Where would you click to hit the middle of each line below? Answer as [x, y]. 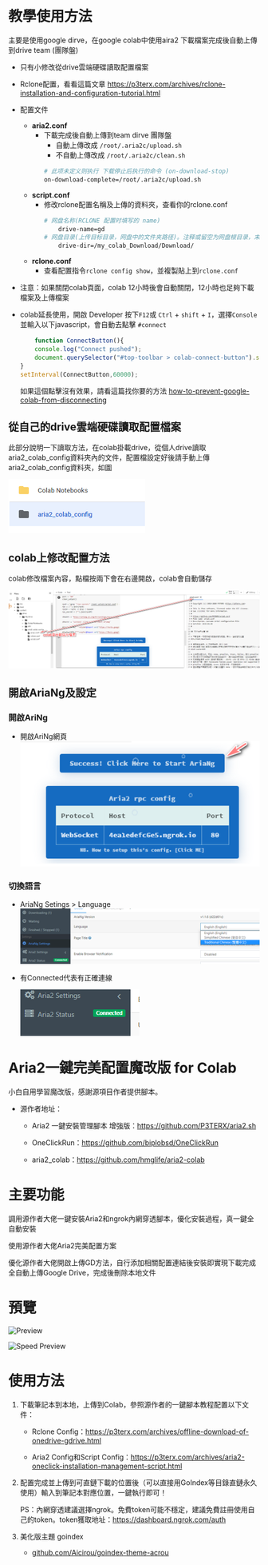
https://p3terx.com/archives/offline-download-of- [167, 1431]
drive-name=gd [82, 229]
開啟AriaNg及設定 [53, 693]
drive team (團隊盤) [47, 50]
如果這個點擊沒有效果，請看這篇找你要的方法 [93, 391]
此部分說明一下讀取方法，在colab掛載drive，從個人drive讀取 [107, 448]
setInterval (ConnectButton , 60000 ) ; [79, 374]
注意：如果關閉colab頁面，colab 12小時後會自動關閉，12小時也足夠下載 [137, 288]
